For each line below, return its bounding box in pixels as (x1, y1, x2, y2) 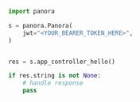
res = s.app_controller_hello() (8, 58, 115, 66)
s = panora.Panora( (8, 21, 73, 29)
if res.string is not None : (8, 72, 102, 80)
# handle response (22, 79, 84, 87)
